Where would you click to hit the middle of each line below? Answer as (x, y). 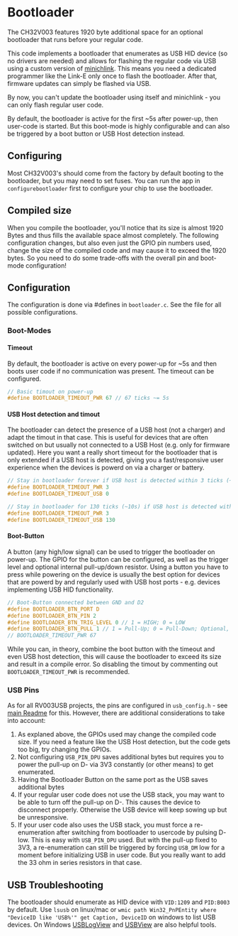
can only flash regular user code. (56, 104)
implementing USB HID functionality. (61, 589)
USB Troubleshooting (56, 885)
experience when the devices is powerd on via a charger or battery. (106, 468)
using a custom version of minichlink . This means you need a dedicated (112, 68)
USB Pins (23, 690)
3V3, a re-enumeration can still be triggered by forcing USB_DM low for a (121, 848)
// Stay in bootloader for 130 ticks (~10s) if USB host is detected (112, 507)
